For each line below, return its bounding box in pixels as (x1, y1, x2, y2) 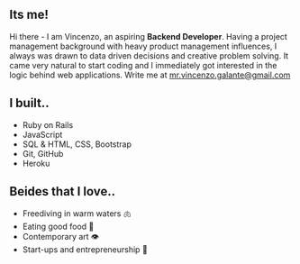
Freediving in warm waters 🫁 (22, 208, 132, 219)
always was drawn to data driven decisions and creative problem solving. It (9, 50, 289, 61)
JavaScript (22, 129, 63, 140)
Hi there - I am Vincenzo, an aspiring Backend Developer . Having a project (9, 31, 288, 41)
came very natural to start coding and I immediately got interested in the (9, 59, 277, 70)
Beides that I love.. (9, 184, 116, 199)
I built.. (9, 96, 50, 111)
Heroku (22, 158, 50, 168)
